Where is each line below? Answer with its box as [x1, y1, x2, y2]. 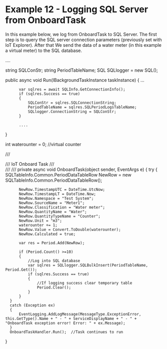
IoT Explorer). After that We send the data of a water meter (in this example [5, 42, 162, 48]
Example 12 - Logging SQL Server [5, 4, 148, 15]
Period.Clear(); [37, 285, 71, 290]
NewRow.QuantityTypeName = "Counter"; [18, 214, 101, 219]
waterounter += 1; [18, 222, 58, 227]
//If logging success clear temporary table [37, 280, 133, 285]
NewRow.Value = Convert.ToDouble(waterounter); [18, 227, 121, 232]
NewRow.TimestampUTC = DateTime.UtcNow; [18, 187, 105, 192]
